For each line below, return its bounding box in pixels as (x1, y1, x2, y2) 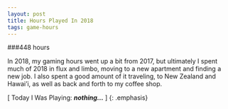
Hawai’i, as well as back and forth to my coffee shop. (7, 80, 163, 88)
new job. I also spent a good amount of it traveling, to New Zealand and (7, 72, 217, 81)
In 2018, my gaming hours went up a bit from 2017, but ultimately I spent (7, 57, 218, 66)
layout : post (7, 10, 46, 18)
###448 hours (7, 43, 50, 52)
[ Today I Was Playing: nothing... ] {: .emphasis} (7, 93, 148, 102)
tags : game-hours (7, 24, 59, 31)
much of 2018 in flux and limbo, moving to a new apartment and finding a (7, 65, 222, 73)
